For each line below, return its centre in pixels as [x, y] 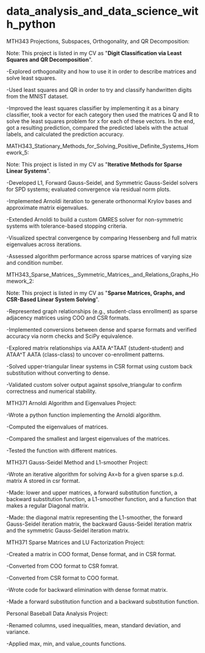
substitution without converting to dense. [58, 373]
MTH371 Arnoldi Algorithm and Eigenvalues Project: [71, 403]
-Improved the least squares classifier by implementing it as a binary [93, 108]
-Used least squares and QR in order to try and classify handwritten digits [99, 89]
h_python [31, 24]
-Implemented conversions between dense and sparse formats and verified [102, 329]
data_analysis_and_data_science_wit [102, 11]
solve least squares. [32, 78]
